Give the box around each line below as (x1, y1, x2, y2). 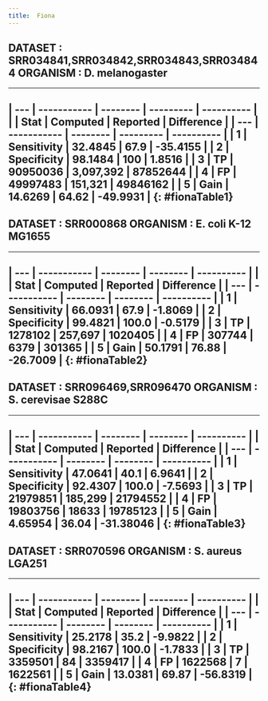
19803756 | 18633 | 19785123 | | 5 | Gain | (8, 504, 218, 518)
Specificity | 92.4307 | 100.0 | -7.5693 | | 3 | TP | (8, 480, 254, 493)
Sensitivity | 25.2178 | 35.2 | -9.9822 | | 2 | (8, 631, 223, 644)
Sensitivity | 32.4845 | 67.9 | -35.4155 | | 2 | (8, 140, 230, 153)
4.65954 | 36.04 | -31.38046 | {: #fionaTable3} (8, 517, 246, 531)
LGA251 (8, 556, 48, 570)
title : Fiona (8, 11, 56, 20)
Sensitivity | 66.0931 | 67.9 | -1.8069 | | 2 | (8, 304, 222, 317)
